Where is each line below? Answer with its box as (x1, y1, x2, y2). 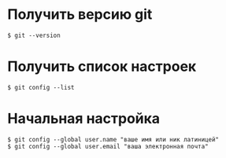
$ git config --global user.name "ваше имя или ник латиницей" (7, 135, 220, 143)
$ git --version (7, 31, 61, 39)
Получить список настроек (7, 57, 197, 75)
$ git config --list (7, 83, 76, 91)
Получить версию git (7, 6, 153, 24)
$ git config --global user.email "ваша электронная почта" (7, 142, 209, 150)
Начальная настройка (7, 110, 161, 127)
